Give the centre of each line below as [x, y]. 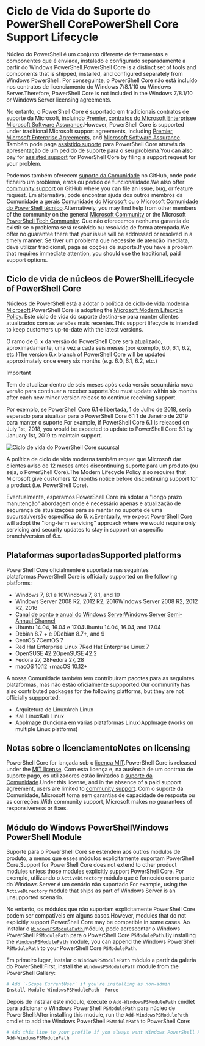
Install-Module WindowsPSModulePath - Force [63, 990]
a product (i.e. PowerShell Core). [47, 485]
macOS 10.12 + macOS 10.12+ [51, 666]
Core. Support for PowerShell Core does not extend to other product [92, 865]
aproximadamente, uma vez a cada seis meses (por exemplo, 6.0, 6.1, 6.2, [99, 347]
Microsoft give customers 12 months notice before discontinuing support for [102, 478]
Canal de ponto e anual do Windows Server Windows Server [90, 614]
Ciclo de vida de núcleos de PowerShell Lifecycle [100, 279]
